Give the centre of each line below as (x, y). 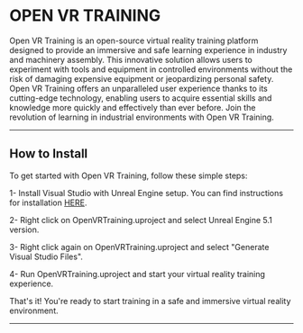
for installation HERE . (48, 202)
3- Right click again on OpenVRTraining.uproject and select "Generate (139, 247)
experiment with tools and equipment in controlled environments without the (151, 69)
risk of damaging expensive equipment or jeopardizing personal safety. (142, 78)
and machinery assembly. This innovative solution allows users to (131, 59)
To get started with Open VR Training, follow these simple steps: (129, 175)
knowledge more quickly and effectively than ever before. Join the (133, 107)
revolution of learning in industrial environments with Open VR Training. (142, 117)
